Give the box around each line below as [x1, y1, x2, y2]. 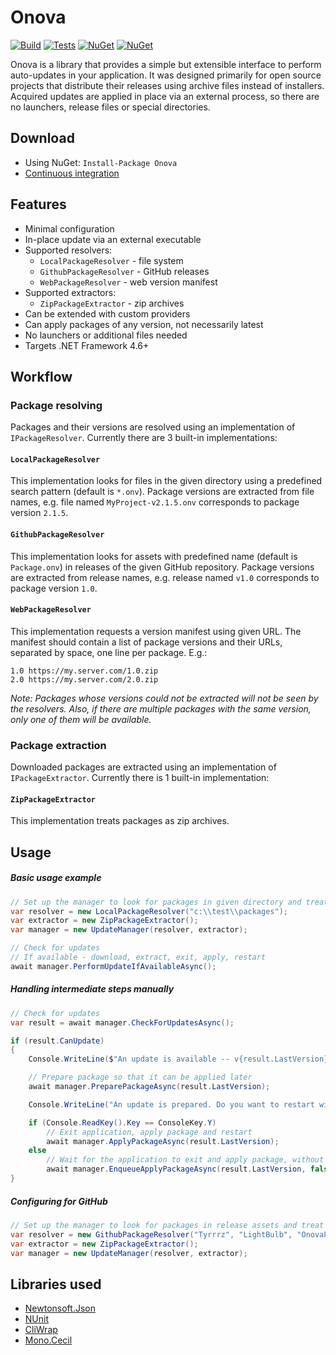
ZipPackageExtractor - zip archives [39, 297, 185, 309]
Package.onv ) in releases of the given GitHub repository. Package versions [10, 561, 315, 573]
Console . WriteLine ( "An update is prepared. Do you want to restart [28, 1099, 315, 1110]
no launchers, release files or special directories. [10, 101, 211, 113]
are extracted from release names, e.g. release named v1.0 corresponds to [10, 571, 320, 583]
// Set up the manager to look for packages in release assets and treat [10, 1220, 325, 1230]
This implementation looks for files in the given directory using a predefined [10, 475, 323, 487]
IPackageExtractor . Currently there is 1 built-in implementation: [10, 772, 270, 784]
